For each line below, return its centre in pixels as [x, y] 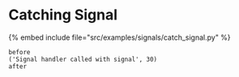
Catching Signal [63, 15]
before [19, 52]
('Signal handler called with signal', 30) [83, 59]
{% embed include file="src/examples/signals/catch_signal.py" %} [119, 37]
